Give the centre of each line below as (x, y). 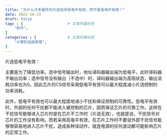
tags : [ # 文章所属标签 (50, 24)
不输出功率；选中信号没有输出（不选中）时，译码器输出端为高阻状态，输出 (81, 78)
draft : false (19, 19)
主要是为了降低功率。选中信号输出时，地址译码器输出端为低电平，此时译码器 (83, 72)
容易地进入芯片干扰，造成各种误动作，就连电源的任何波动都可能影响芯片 (88, 126)
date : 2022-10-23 (23, 14)
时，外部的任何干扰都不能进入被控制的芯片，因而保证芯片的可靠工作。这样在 (83, 107)
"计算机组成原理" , (31, 42)
